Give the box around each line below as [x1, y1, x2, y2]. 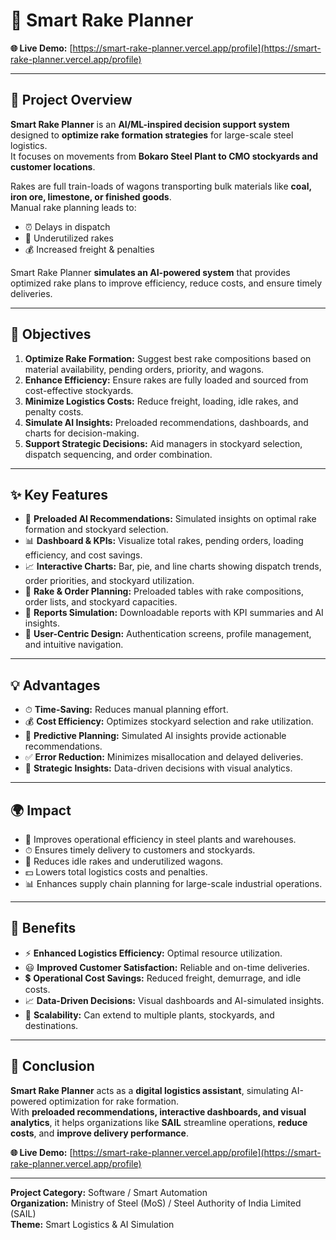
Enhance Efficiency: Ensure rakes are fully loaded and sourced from [24, 374, 309, 386]
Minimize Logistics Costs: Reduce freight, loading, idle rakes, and [24, 395, 299, 407]
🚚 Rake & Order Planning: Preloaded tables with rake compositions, [24, 585, 304, 598]
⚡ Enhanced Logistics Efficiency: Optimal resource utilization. [24, 947, 283, 959]
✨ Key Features [10, 486, 108, 503]
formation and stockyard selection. [24, 524, 169, 536]
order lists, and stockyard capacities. [24, 596, 178, 608]
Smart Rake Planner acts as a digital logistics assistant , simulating [10, 1084, 290, 1096]
